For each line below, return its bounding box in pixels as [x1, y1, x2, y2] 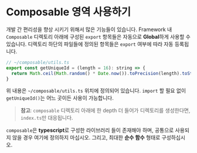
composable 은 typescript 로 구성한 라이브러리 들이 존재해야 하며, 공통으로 [6, 127, 174, 134]
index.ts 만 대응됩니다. [20, 114, 73, 121]
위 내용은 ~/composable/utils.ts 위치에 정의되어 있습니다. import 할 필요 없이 [6, 87, 186, 94]
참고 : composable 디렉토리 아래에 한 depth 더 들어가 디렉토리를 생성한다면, [20, 107, 191, 114]
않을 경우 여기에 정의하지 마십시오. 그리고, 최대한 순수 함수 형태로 [12, 134, 161, 141]
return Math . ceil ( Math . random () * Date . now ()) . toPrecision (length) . [11, 70, 182, 76]
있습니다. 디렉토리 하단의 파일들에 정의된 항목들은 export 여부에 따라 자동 [6, 40, 174, 47]
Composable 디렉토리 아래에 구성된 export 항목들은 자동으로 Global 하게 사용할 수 [6, 33, 191, 40]
